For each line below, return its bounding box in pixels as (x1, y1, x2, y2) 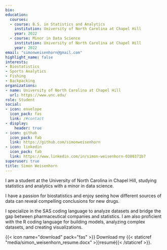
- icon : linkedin (5, 144, 42, 150)
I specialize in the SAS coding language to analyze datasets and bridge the (5, 208, 161, 214)
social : (5, 102, 22, 107)
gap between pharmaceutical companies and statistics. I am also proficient (5, 213, 162, 219)
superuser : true (5, 159, 39, 164)
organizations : (5, 83, 37, 88)
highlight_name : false (5, 54, 53, 60)
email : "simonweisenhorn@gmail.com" (5, 50, 82, 55)
